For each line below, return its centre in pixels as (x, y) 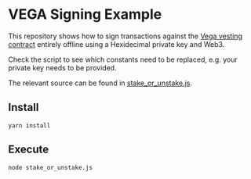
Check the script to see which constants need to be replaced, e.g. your (123, 59)
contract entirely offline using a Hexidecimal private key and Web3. (116, 44)
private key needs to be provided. (62, 67)
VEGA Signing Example (85, 14)
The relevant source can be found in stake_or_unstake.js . (100, 83)
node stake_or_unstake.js (50, 167)
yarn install (29, 125)
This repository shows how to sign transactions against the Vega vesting (125, 36)
